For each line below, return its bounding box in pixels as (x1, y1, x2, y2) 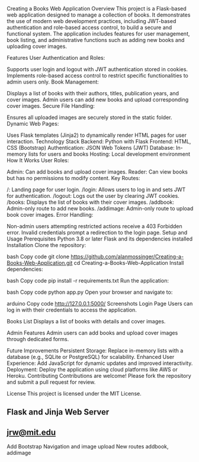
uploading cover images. (7, 43, 68, 50)
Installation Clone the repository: (7, 242, 86, 248)
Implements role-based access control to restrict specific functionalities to (7, 72, 188, 79)
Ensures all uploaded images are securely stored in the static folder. (7, 114, 172, 121)
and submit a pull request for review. (7, 378, 96, 386)
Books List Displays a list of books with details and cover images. (7, 318, 166, 325)
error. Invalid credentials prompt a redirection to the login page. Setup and (7, 229, 188, 236)
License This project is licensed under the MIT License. (7, 390, 142, 397)
